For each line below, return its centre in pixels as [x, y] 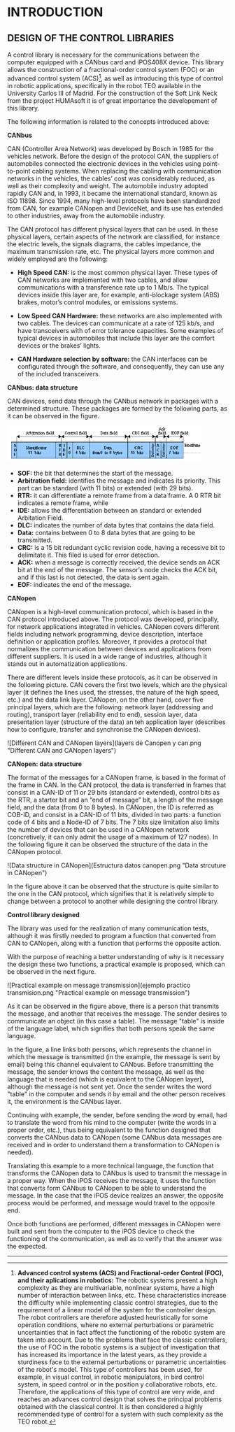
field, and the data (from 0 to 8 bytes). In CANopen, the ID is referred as [111, 807]
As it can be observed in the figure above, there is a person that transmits [113, 1006]
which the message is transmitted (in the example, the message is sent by [114, 1056]
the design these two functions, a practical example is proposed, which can [116, 964]
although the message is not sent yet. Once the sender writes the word [109, 1086]
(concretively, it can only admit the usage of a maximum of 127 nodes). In [113, 837]
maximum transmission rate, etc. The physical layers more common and [111, 251]
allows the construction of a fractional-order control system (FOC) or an [111, 70]
